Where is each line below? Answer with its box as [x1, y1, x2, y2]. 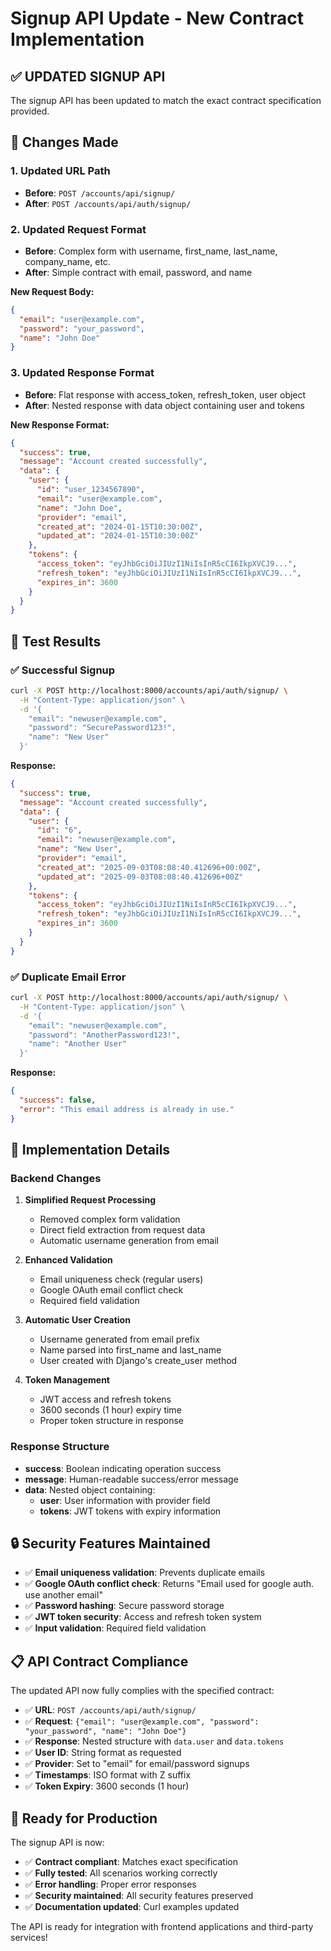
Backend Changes [10, 1171, 102, 1185]
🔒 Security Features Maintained [10, 1535, 211, 1552]
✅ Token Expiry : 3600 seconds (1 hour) [24, 1780, 190, 1792]
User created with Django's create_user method [39, 1355, 238, 1367]
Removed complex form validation [39, 1213, 181, 1226]
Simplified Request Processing [24, 1194, 157, 1206]
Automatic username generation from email [39, 1235, 219, 1247]
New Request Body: [10, 285, 95, 297]
